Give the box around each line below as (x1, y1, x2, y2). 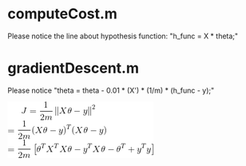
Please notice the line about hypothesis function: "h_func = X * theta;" (7, 31, 239, 41)
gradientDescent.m (7, 59, 139, 77)
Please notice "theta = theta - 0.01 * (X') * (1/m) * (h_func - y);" (7, 85, 215, 95)
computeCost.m (7, 5, 117, 23)
